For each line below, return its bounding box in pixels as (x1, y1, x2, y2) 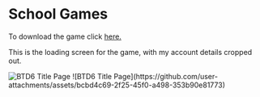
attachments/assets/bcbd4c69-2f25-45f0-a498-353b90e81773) (8, 80, 225, 90)
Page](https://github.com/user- (113, 71, 219, 81)
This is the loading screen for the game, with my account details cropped (8, 47, 253, 57)
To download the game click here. (8, 32, 121, 41)
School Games (8, 5, 108, 23)
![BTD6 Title (72, 71, 112, 81)
